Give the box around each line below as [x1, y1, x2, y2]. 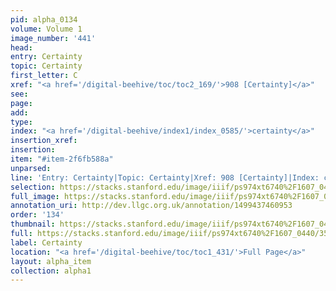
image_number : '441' [10, 33, 97, 43]
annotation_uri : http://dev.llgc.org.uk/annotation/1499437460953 [10, 201, 293, 211]
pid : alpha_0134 [10, 14, 78, 25]
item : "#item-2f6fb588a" [10, 154, 114, 164]
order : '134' [10, 210, 65, 220]
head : [10, 42, 33, 53]
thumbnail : [10, 219, 56, 230]
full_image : [10, 191, 60, 201]
